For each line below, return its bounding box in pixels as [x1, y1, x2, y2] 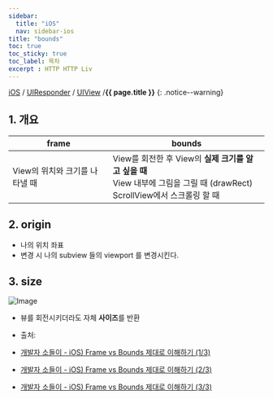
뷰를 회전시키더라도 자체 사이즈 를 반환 [19, 313, 141, 322]
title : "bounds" [8, 34, 63, 43]
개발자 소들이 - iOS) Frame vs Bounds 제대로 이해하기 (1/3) [19, 348, 211, 357]
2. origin [8, 217, 51, 231]
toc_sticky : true [8, 50, 67, 58]
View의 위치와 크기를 [12, 164, 89, 176]
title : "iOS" [15, 20, 60, 28]
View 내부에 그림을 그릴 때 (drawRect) [112, 177, 253, 188]
